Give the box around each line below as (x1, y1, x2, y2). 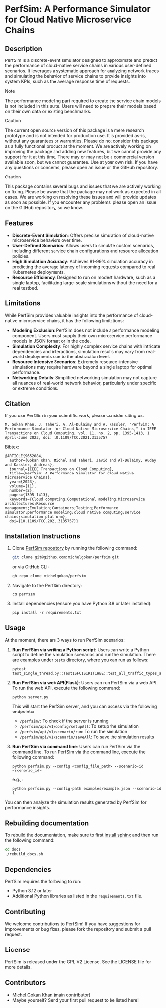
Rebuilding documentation (5, 819, 89, 828)
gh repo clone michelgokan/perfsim (12, 574, 86, 579)
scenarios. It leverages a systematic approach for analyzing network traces (5, 68, 159, 74)
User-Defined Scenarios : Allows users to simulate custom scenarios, (12, 242, 155, 248)
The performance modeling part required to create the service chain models (5, 98, 161, 104)
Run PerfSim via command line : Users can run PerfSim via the (12, 743, 141, 749)
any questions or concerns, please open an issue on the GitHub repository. (5, 165, 158, 170)
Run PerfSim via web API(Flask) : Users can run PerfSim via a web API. (12, 679, 158, 685)
